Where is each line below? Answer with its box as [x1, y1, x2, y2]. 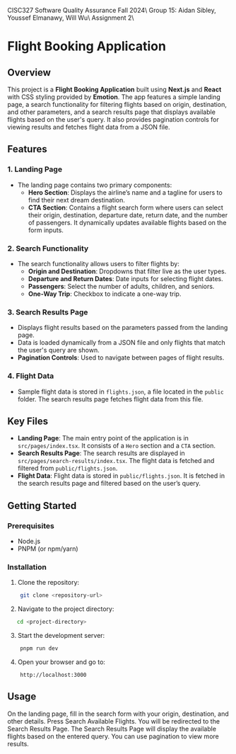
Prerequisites [7, 520, 54, 530]
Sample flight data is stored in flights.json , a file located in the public [17, 387, 224, 396]
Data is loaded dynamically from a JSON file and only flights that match [17, 338, 225, 347]
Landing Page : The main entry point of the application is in [17, 434, 189, 442]
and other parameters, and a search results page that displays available [7, 108, 216, 116]
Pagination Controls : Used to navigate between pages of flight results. [17, 353, 225, 362]
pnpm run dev [20, 645, 59, 652]
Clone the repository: [17, 578, 80, 587]
